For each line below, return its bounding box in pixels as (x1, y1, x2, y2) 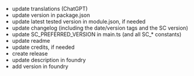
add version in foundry (11, 63, 69, 70)
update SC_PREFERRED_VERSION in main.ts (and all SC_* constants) (11, 31, 182, 38)
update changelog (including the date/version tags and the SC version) (11, 24, 189, 31)
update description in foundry (11, 57, 86, 63)
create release (11, 50, 48, 57)
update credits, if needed (11, 43, 75, 51)
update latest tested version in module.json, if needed (11, 18, 146, 25)
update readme (11, 37, 50, 44)
